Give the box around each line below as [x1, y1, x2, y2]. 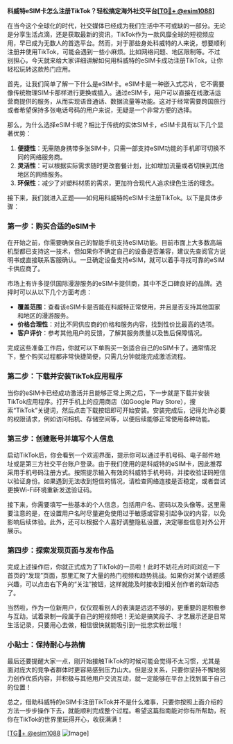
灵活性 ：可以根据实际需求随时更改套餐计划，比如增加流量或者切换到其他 [17, 161, 224, 170]
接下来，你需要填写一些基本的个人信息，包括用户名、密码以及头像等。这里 [7, 500, 220, 508]
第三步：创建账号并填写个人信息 [7, 434, 114, 444]
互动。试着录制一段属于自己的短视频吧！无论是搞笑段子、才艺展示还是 [12, 612, 214, 621]
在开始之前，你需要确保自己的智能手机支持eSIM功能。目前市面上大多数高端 [7, 238, 223, 247]
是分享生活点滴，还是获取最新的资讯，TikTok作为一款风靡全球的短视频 [7, 31, 209, 38]
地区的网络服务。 [17, 170, 67, 178]
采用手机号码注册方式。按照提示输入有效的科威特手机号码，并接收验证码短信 [7, 468, 226, 476]
